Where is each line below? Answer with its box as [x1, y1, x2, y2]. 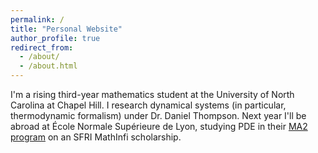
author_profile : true [10, 33, 101, 43]
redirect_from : [10, 42, 74, 53]
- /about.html [19, 61, 78, 71]
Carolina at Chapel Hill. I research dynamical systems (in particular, [10, 99, 287, 111]
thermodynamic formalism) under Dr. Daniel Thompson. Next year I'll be [10, 110, 307, 121]
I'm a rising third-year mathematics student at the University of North [10, 89, 295, 100]
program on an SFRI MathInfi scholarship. [10, 131, 182, 143]
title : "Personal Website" [10, 24, 123, 34]
